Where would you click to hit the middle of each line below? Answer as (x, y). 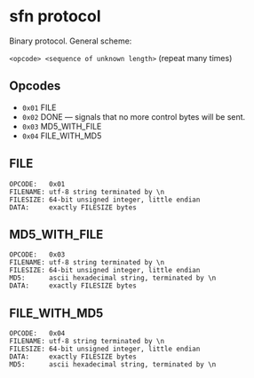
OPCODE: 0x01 (37, 184)
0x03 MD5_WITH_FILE (62, 126)
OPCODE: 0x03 (37, 255)
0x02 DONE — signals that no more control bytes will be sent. (134, 116)
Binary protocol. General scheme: (71, 41)
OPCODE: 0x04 (37, 334)
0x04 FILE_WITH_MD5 (62, 136)
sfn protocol (55, 16)
